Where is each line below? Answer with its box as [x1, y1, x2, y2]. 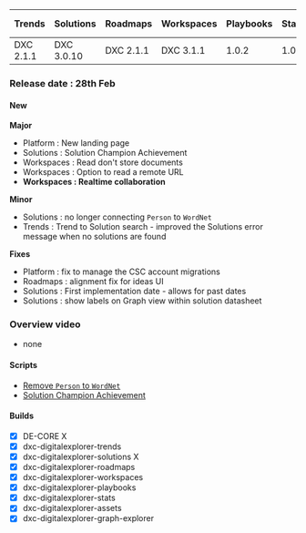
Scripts [9, 360, 38, 371]
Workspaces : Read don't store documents [22, 157, 184, 168]
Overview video [9, 318, 81, 331]
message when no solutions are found [22, 231, 167, 242]
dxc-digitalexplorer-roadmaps [22, 462, 136, 473]
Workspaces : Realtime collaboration [22, 177, 166, 188]
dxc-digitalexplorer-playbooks [22, 482, 137, 493]
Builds [9, 410, 35, 422]
